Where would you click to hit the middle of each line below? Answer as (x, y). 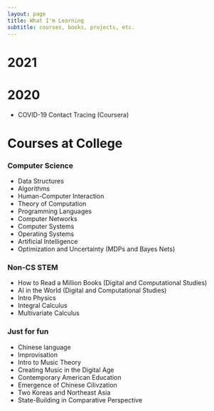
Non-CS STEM (33, 267)
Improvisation (38, 354)
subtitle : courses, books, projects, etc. (71, 27)
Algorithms (34, 188)
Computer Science (40, 166)
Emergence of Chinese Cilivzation (67, 385)
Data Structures (41, 181)
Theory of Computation (52, 203)
